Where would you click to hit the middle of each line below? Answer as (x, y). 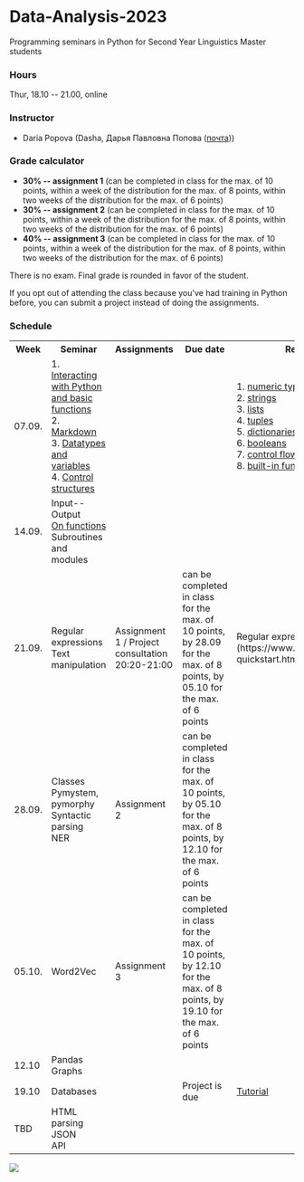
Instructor (32, 118)
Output (66, 515)
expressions (77, 643)
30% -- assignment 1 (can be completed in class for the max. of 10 (148, 181)
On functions (79, 526)
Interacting (74, 376)
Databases (74, 1091)
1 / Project (137, 643)
